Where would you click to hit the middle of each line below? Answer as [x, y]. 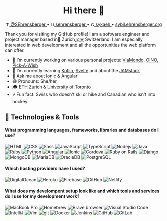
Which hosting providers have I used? [45, 169]
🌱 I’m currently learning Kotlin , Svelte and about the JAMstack [76, 70]
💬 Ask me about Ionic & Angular [45, 76]
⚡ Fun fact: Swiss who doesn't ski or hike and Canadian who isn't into [84, 94]
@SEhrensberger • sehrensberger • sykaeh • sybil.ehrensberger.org [86, 24]
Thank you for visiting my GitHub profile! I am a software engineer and [77, 34]
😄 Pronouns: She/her [35, 81]
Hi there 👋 [84, 10]
